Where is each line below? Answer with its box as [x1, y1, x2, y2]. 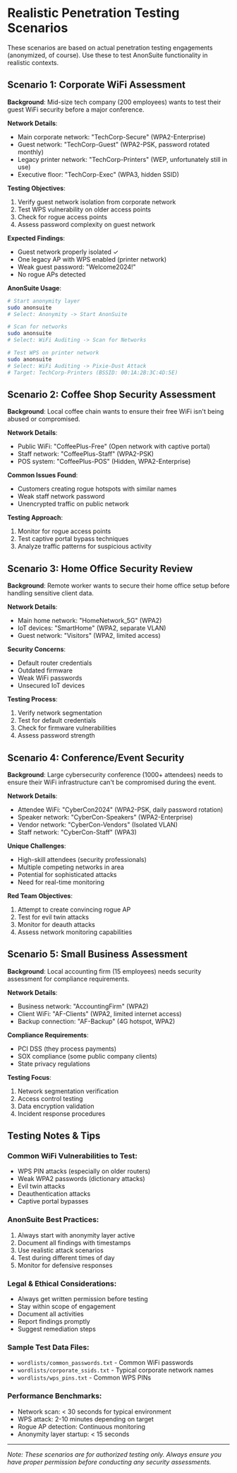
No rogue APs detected [17, 270, 86, 279]
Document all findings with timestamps [17, 1238, 131, 1247]
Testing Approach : [7, 513, 63, 522]
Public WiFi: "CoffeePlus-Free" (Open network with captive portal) [17, 442, 210, 450]
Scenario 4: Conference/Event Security [7, 752, 185, 764]
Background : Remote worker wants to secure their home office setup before [7, 581, 230, 590]
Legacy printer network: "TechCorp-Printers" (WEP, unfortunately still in [17, 155, 228, 163]
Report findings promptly [17, 1317, 90, 1326]
